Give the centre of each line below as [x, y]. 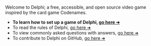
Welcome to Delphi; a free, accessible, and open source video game [76, 7]
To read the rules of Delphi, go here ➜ [52, 27]
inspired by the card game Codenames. [46, 12]
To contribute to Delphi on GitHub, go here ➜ [59, 38]
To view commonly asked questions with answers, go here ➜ [75, 33]
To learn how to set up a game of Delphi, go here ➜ [66, 22]
